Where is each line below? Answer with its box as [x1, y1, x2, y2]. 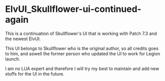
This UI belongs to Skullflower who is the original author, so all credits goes [5, 45, 159, 51]
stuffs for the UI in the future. [5, 71, 64, 77]
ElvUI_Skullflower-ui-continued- [5, 3, 142, 15]
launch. [5, 56, 21, 62]
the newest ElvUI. [5, 36, 41, 42]
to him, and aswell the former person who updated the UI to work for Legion [5, 51, 161, 57]
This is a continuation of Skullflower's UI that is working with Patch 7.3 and [5, 30, 157, 36]
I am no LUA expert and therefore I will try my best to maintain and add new [5, 66, 160, 72]
